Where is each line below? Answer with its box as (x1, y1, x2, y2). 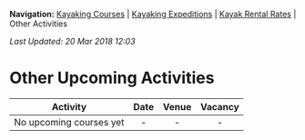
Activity (51, 100, 87, 113)
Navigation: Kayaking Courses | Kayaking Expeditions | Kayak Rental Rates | (9, 9, 297, 19)
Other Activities (9, 18, 68, 29)
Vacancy (199, 100, 239, 113)
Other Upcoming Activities (9, 68, 215, 88)
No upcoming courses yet (14, 115, 125, 128)
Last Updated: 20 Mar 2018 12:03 (9, 36, 136, 46)
